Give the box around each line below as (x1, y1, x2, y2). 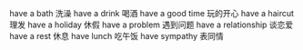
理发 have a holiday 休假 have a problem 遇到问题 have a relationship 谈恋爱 (9, 19, 294, 30)
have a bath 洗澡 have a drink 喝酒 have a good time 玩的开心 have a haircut (9, 8, 294, 18)
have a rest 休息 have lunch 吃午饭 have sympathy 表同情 (9, 31, 225, 41)
